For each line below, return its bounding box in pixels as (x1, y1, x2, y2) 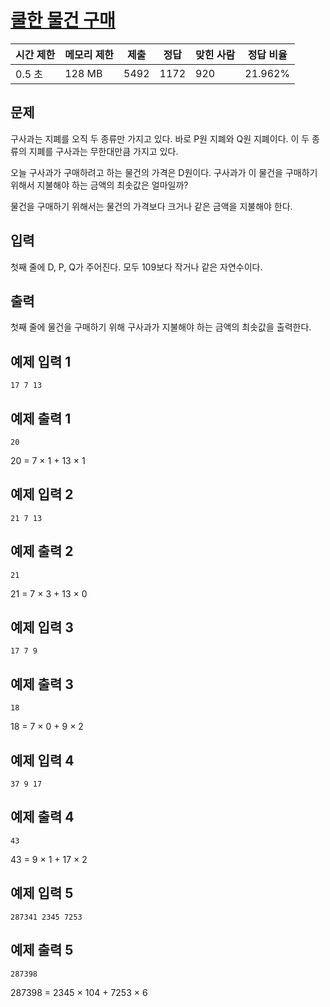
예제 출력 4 (10, 809, 75, 826)
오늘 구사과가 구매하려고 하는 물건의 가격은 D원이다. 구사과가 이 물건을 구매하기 (10, 166, 318, 178)
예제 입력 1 (10, 353, 72, 370)
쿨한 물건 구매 (10, 9, 116, 32)
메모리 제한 (64, 47, 115, 61)
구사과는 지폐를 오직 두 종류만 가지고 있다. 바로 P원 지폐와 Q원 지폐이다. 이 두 (10, 132, 310, 145)
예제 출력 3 (10, 676, 74, 693)
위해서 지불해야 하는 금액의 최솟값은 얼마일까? (10, 179, 189, 191)
